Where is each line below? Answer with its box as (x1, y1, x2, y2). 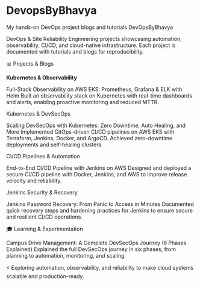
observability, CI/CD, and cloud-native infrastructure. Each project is (6, 42, 176, 49)
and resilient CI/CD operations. (6, 213, 83, 220)
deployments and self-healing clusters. (6, 141, 104, 148)
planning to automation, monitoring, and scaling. (6, 252, 127, 259)
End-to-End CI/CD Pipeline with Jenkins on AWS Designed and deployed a (6, 164, 192, 172)
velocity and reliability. (6, 177, 62, 184)
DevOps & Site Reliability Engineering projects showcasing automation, (6, 35, 182, 42)
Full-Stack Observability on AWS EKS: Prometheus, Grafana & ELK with (6, 85, 183, 93)
